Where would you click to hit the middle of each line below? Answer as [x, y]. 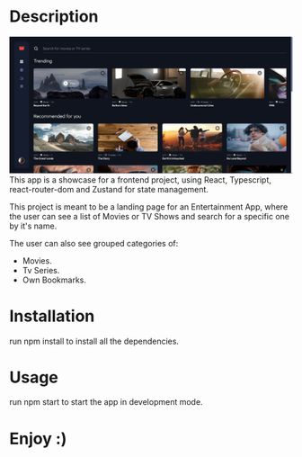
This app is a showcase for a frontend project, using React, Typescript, [141, 179]
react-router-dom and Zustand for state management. [109, 189]
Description [54, 17]
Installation [52, 316]
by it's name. [33, 226]
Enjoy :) [38, 439]
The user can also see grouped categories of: [94, 243]
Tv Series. [41, 270]
